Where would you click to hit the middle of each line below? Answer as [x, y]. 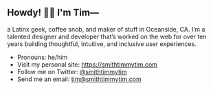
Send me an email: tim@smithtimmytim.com [79, 79]
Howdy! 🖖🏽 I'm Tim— [53, 13]
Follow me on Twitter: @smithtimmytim [72, 71]
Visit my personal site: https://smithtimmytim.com [87, 64]
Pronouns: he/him [42, 57]
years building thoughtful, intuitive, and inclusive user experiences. [102, 44]
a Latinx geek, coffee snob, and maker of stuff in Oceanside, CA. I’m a [106, 29]
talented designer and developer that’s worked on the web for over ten [107, 36]
